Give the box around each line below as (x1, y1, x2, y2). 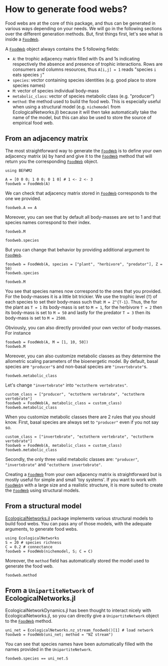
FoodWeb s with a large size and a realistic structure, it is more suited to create (5, 482, 163, 488)
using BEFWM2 (5, 168, 33, 173)
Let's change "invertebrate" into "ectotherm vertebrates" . (5, 382, 128, 388)
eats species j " (12, 71, 45, 77)
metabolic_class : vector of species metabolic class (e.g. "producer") (12, 93, 155, 99)
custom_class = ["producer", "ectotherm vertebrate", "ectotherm (5, 392, 144, 397)
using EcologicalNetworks (5, 535, 59, 541)
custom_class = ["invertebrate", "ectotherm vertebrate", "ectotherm (5, 434, 154, 439)
